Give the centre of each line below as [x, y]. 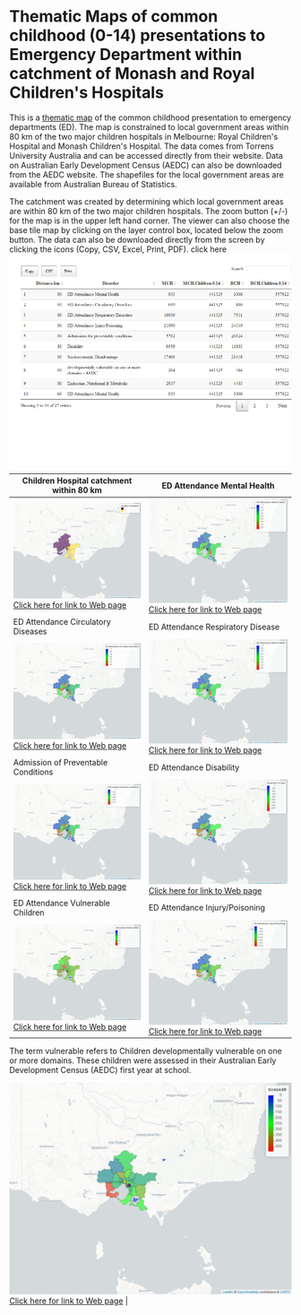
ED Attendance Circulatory [62, 622]
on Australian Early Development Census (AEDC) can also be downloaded [146, 165]
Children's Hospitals [86, 93]
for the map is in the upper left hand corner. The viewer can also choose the [150, 221]
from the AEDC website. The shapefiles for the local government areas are [146, 174]
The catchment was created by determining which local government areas [146, 201]
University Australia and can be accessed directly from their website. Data [146, 155]
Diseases [30, 632]
